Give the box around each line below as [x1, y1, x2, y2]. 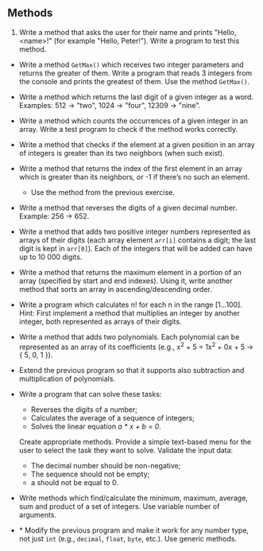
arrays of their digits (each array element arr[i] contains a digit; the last [18, 235, 257, 245]
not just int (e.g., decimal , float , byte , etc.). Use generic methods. [18, 534, 238, 544]
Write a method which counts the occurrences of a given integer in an [18, 115, 248, 126]
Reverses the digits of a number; [30, 405, 138, 414]
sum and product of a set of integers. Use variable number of [18, 502, 220, 511]
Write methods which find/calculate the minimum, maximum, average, [18, 493, 248, 503]
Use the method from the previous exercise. [30, 187, 176, 197]
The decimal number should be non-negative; [30, 461, 181, 471]
